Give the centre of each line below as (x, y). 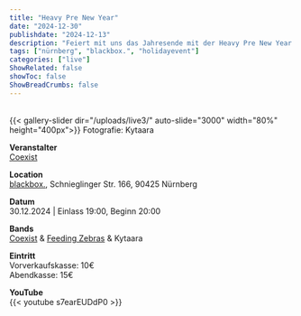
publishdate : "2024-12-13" (60, 34)
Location (26, 174)
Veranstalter (33, 147)
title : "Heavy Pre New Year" (64, 18)
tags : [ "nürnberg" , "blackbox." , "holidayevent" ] (105, 51)
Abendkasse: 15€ (41, 274)
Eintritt (23, 256)
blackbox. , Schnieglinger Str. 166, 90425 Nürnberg (104, 184)
